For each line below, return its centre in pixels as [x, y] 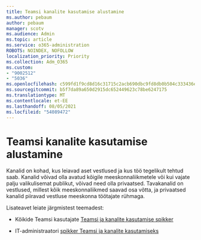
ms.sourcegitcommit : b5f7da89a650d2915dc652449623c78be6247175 [87, 90]
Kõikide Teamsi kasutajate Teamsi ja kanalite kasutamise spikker [94, 220]
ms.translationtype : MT [36, 95]
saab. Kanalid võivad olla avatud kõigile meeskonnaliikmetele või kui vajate [98, 177]
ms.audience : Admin [31, 34]
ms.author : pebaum [29, 17]
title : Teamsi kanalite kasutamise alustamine [65, 12]
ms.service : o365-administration [48, 45]
